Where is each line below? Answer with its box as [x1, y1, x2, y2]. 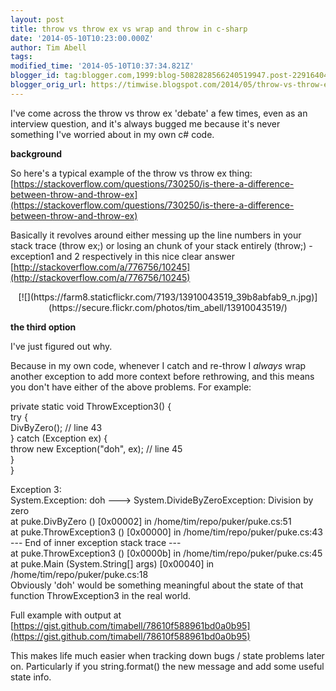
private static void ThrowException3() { [10, 400, 172, 412]
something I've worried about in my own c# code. [10, 128, 215, 140]
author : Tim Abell [10, 42, 87, 53]
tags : [10, 52, 33, 62]
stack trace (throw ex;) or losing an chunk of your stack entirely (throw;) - [10, 239, 313, 251]
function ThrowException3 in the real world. [10, 589, 192, 601]
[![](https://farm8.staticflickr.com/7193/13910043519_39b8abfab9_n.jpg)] [18, 291, 318, 303]
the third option [10, 321, 77, 333]
